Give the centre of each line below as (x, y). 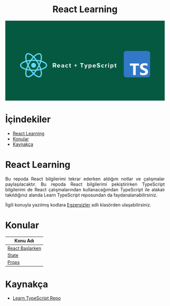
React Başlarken (24, 248)
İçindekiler (28, 120)
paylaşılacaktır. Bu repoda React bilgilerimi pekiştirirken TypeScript (85, 184)
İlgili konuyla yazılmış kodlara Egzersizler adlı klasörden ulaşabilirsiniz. (78, 205)
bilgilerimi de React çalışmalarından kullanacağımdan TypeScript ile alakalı (85, 189)
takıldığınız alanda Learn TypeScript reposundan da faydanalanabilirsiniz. (81, 195)
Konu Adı (24, 241)
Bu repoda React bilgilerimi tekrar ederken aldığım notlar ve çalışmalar (85, 179)
